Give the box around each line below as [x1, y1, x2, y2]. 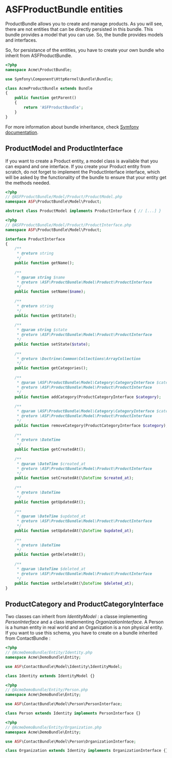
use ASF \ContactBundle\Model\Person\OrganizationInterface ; [5, 739, 137, 744]
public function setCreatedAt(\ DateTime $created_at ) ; [14, 476, 134, 481]
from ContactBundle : [5, 635, 51, 641]
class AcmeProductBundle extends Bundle [5, 86, 93, 91]
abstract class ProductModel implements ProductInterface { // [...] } [5, 208, 161, 214]
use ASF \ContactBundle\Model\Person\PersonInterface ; [5, 701, 123, 707]
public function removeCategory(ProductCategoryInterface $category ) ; [14, 423, 168, 428]
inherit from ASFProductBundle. [5, 52, 73, 59]
